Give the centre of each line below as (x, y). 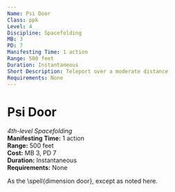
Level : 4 (20, 26)
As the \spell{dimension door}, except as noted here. (82, 181)
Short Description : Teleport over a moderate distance (88, 71)
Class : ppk (23, 20)
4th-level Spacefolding (40, 131)
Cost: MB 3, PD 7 (32, 153)
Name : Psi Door (29, 13)
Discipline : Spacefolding (44, 33)
